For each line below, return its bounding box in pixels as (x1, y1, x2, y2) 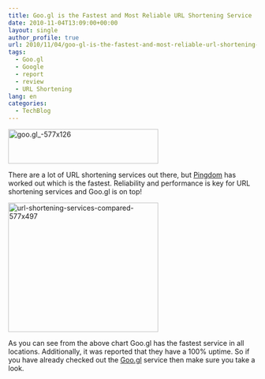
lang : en (8, 92, 37, 100)
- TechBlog (15, 107, 51, 115)
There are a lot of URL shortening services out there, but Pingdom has (8, 171, 237, 179)
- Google (15, 63, 44, 71)
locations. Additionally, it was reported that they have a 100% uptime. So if (8, 347, 250, 356)
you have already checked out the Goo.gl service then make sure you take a (8, 355, 256, 364)
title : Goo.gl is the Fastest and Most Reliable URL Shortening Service (8, 11, 252, 20)
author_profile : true (8, 33, 80, 42)
